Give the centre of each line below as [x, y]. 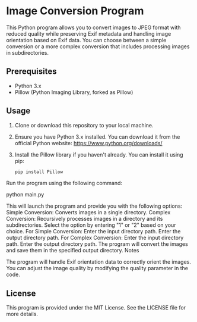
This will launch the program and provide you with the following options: [94, 206]
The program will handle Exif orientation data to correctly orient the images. [99, 262]
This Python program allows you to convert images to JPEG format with [93, 27]
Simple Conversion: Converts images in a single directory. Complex [88, 212]
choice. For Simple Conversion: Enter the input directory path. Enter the [93, 232]
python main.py [25, 195]
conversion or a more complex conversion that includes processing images [98, 46]
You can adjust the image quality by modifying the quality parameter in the [97, 268]
